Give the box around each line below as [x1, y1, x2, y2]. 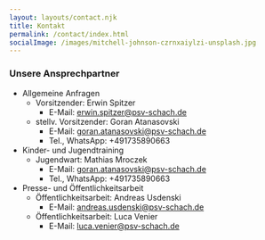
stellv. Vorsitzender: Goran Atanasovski [35, 116, 180, 127]
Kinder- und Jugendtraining [21, 145, 124, 155]
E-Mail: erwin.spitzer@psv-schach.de [48, 106, 187, 117]
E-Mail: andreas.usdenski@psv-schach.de [48, 202, 205, 212]
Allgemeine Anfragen [21, 87, 100, 98]
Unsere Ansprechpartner [9, 68, 120, 80]
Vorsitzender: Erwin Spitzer [35, 97, 136, 108]
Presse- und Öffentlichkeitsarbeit [21, 182, 144, 193]
